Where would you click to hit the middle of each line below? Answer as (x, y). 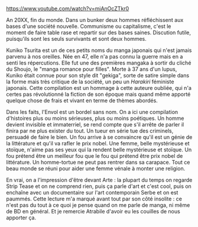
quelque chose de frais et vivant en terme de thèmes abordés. (82, 100)
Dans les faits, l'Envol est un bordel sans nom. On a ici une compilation (92, 112)
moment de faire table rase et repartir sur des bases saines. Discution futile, (98, 33)
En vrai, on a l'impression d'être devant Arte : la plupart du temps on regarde (99, 180)
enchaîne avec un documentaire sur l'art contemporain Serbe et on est (92, 192)
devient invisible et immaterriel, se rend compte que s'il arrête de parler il (95, 124)
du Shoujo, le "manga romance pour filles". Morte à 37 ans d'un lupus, (92, 69)
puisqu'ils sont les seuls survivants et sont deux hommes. (76, 39)
